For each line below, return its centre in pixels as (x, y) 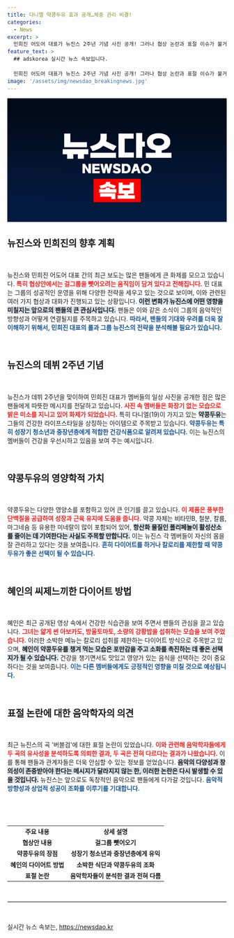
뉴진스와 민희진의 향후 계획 (61, 244)
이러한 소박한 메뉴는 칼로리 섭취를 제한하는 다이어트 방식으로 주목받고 (122, 640)
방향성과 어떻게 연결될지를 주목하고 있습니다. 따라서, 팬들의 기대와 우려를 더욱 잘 (115, 319)
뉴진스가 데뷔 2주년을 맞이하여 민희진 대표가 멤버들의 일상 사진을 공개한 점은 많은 (117, 397)
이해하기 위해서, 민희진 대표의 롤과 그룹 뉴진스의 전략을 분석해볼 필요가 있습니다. (115, 327)
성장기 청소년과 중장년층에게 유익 (115, 853)
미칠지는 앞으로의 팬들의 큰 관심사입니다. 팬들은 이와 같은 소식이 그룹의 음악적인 (115, 310)
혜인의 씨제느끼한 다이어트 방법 (70, 591)
